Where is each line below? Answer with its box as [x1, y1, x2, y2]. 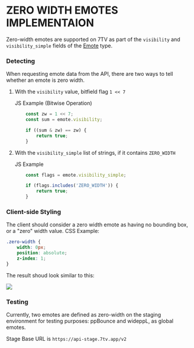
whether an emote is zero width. [6, 76, 85, 84]
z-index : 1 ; [17, 256, 46, 261]
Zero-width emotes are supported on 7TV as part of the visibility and [6, 36, 180, 43]
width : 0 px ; [17, 244, 46, 251]
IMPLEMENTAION [6, 16, 95, 30]
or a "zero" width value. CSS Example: [6, 228, 99, 235]
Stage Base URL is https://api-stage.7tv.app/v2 [6, 336, 127, 343]
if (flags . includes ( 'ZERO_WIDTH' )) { [25, 183, 119, 189]
